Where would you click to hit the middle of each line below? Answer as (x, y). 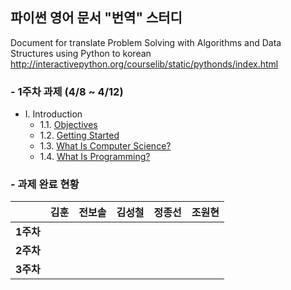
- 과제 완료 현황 (45, 185)
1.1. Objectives (68, 125)
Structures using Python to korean (81, 53)
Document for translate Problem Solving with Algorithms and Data (146, 42)
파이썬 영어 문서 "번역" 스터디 (96, 18)
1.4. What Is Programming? (95, 157)
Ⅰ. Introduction (53, 114)
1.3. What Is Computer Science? (105, 146)
